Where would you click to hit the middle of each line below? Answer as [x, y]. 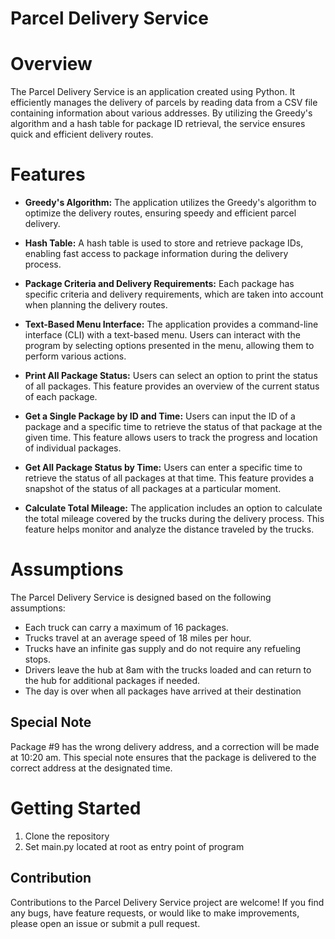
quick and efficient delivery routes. [82, 134]
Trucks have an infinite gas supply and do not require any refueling [163, 648]
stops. [38, 659]
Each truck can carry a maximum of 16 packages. [126, 627]
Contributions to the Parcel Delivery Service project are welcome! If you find [167, 902]
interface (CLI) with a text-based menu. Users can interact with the [162, 335]
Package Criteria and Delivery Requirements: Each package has [159, 284]
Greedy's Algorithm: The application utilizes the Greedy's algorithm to [170, 203]
